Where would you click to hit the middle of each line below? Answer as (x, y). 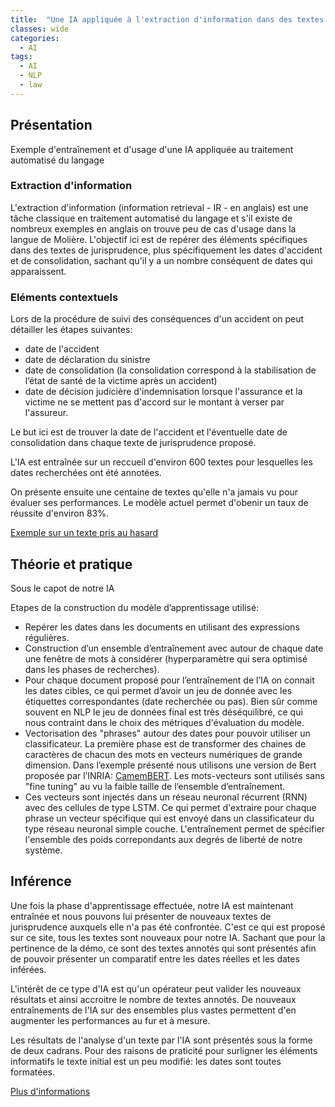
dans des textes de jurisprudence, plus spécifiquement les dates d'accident (166, 250)
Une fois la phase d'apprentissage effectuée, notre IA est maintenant (152, 905)
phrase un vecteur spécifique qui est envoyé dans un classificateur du (169, 818)
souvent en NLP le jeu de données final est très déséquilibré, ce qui (163, 712)
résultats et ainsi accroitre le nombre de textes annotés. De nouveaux (153, 999)
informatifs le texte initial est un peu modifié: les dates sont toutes (146, 1061)
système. (43, 850)
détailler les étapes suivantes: (71, 330)
